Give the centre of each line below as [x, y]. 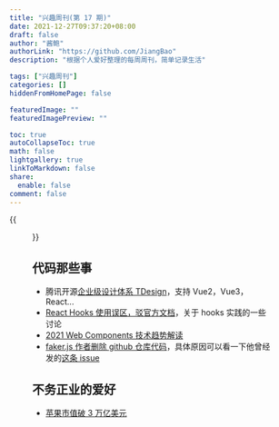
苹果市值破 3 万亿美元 [86, 413]
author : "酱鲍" [37, 43]
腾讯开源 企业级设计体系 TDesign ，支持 [118, 292]
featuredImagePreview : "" [58, 118]
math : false [32, 152]
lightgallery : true [46, 160]
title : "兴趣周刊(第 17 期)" [60, 18]
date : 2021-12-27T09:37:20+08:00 [73, 26]
